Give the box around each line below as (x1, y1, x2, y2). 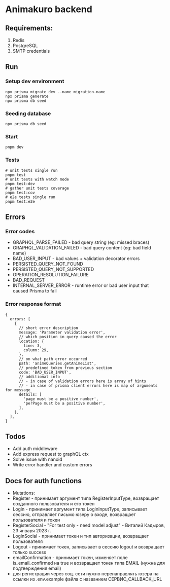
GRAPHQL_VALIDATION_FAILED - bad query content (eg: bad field (12, 245, 151, 251)
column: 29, (23, 347, 49, 353)
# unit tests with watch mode (5, 176, 70, 182)
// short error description (18, 325, 79, 331)
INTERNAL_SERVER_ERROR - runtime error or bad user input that (12, 282, 149, 288)
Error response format (5, 301, 61, 308)
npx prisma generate (5, 94, 49, 99)
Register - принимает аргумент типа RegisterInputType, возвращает (12, 495, 159, 501)
